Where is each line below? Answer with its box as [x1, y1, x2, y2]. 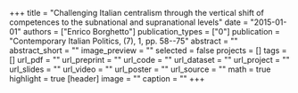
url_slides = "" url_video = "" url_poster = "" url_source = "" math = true [9, 64, 271, 74]
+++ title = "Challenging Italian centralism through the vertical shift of [9, 8, 265, 18]
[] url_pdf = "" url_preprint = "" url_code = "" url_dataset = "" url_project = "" [9, 55, 290, 65]
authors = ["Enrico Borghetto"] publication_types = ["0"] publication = [22, 27, 281, 36]
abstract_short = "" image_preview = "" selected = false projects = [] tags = [9, 45, 287, 56]
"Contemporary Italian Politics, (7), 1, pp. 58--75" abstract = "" [9, 35, 238, 46]
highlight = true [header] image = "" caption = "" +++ [9, 74, 205, 83]
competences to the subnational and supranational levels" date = [9, 17, 249, 27]
